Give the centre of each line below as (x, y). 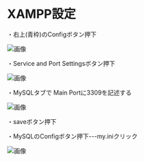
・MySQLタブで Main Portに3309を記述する (70, 92)
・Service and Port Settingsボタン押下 (61, 63)
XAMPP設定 (41, 14)
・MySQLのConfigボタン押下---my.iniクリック (72, 136)
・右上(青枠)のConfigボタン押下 (52, 34)
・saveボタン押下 (32, 121)
